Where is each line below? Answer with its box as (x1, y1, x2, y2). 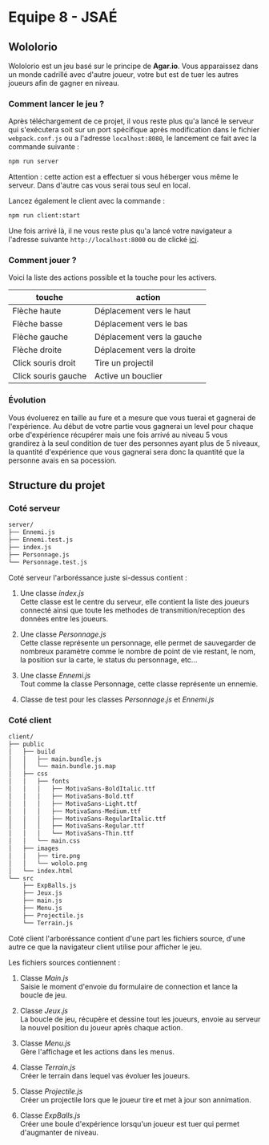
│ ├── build (8, 747, 56, 755)
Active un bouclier (94, 370, 163, 382)
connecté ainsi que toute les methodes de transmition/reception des (19, 605, 246, 615)
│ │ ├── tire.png (8, 852, 81, 860)
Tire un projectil (94, 358, 154, 369)
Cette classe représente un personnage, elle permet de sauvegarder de (19, 637, 256, 647)
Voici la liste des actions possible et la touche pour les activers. (8, 273, 218, 282)
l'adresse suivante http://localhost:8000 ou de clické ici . (8, 235, 199, 245)
